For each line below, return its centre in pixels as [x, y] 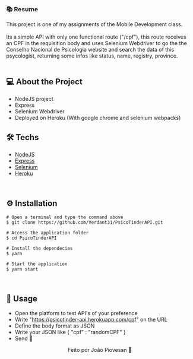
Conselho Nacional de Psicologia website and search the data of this [90, 50]
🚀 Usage [22, 299]
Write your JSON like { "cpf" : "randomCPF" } [70, 332]
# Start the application [37, 264]
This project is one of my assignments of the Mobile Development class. [94, 24]
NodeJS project [34, 99]
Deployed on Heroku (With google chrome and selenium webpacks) [98, 118]
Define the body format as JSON [55, 326]
